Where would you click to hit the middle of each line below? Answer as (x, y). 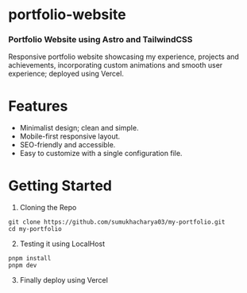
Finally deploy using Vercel (64, 280)
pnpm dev (23, 266)
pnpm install (30, 259)
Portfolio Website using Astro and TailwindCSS (100, 40)
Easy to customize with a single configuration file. (101, 154)
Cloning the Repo (48, 208)
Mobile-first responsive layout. (70, 136)
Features (38, 106)
